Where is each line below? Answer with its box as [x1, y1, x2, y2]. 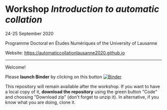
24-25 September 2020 [5, 30, 54, 36]
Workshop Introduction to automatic [5, 3, 160, 15]
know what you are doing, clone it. [5, 99, 76, 105]
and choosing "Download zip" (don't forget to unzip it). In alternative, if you [5, 94, 159, 100]
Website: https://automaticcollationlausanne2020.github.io [5, 50, 125, 56]
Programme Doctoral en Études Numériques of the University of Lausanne [5, 40, 158, 46]
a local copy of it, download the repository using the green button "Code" [5, 89, 158, 95]
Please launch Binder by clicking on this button [5, 74, 102, 80]
